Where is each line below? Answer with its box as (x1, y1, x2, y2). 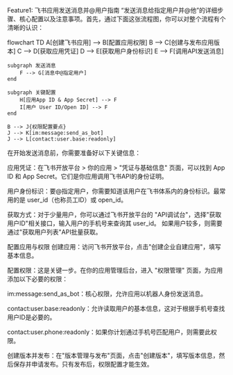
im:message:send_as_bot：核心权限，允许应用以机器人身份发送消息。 (7, 289, 207, 298)
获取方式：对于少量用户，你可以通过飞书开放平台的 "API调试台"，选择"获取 (7, 211, 222, 218)
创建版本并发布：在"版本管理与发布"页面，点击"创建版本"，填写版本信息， (7, 351, 220, 360)
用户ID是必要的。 (7, 313, 56, 321)
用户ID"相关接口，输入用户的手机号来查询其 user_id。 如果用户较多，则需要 (7, 219, 223, 228)
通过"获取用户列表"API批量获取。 (7, 228, 102, 236)
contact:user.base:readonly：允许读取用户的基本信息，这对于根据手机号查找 (7, 305, 225, 312)
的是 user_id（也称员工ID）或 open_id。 (12, 196, 127, 204)
